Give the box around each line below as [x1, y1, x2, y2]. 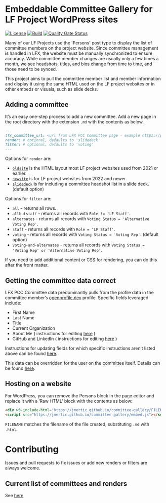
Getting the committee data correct [5, 276, 116, 285]
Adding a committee [5, 100, 69, 109]
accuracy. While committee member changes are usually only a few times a [5, 55, 159, 61]
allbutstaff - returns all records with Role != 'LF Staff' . [12, 211, 131, 217]
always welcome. [5, 465, 41, 471]
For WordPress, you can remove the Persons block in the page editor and [5, 392, 155, 398]
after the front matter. [5, 262, 49, 268]
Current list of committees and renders [5, 479, 127, 488]
